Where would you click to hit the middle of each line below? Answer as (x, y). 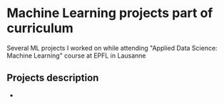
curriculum (40, 28)
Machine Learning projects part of (110, 13)
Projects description (53, 78)
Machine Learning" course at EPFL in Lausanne (76, 56)
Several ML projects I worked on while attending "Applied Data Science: (112, 48)
